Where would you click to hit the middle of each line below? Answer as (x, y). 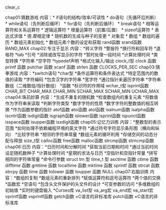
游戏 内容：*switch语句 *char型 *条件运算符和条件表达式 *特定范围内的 (82, 73)
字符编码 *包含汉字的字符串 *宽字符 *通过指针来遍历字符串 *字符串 (93, 79)
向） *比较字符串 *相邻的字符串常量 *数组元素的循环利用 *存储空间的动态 (79, 134)
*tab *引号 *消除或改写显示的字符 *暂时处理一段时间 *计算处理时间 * (84, 55)
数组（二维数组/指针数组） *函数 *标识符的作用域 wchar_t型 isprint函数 (77, 86)
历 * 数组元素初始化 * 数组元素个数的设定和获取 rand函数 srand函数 (74, 42)
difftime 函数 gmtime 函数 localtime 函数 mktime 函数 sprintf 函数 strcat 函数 (83, 165)
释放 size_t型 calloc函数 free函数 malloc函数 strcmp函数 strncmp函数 (84, 140)
